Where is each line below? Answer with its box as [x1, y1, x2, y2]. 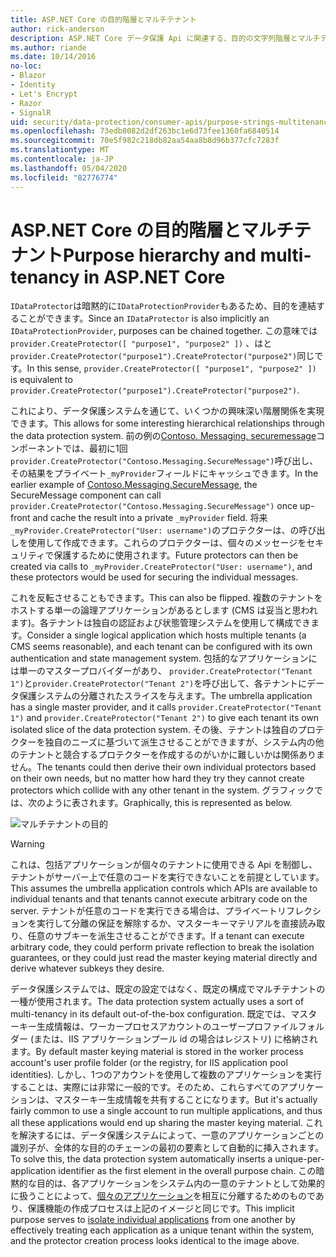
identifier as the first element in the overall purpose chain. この [58, 1165, 317, 1177]
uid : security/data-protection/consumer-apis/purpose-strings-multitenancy [10, 117, 333, 127]
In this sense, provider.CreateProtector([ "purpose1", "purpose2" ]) [26, 362, 317, 375]
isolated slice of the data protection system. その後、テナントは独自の [10, 724, 298, 736]
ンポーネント [10, 442, 63, 455]
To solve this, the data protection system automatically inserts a [10, 1153, 273, 1165]
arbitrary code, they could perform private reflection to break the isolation [10, 941, 315, 953]
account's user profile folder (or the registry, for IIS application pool [10, 1057, 288, 1069]
